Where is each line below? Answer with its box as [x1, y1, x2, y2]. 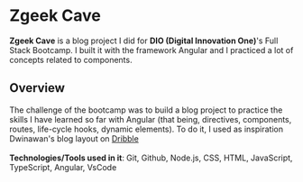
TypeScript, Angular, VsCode [9, 161, 117, 172]
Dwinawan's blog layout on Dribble [9, 132, 140, 144]
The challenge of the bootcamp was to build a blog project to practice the [9, 105, 283, 115]
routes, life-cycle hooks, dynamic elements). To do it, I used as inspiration [9, 123, 284, 134]
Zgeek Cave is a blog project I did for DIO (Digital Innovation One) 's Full [9, 35, 279, 46]
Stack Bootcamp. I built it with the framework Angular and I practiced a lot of [9, 44, 294, 55]
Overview [9, 80, 66, 96]
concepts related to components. [9, 54, 133, 65]
